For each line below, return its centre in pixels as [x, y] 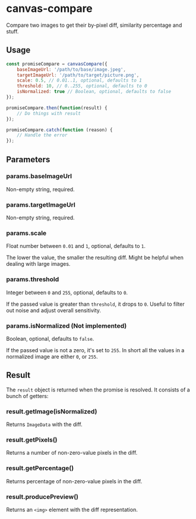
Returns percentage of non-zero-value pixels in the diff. [74, 481]
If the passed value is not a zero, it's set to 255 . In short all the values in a [95, 350]
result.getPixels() [32, 440]
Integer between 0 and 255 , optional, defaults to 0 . [67, 292]
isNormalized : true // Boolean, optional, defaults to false [94, 92]
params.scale [26, 233]
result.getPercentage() [40, 468]
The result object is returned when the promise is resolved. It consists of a [98, 390]
